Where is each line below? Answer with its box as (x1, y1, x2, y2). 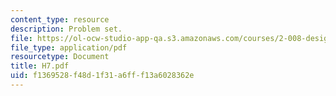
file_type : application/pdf (10, 42, 128, 53)
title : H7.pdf (10, 61, 70, 71)
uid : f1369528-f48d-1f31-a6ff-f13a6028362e (10, 71, 195, 81)
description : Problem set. (10, 24, 123, 34)
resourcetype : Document (10, 52, 110, 62)
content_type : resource (10, 14, 110, 25)
